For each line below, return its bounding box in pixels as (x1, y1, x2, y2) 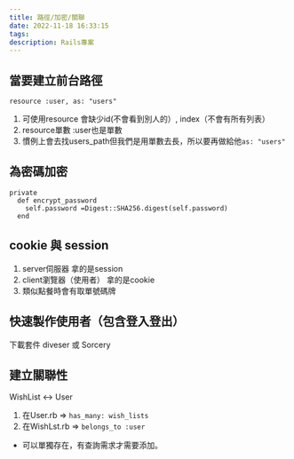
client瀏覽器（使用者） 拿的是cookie (21, 274, 155, 285)
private (9, 188, 38, 197)
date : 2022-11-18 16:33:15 (9, 21, 109, 30)
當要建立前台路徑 (9, 73, 103, 88)
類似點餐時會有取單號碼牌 (21, 285, 116, 296)
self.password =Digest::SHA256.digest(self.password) (25, 203, 228, 213)
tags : (9, 29, 29, 38)
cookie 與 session (9, 238, 109, 253)
